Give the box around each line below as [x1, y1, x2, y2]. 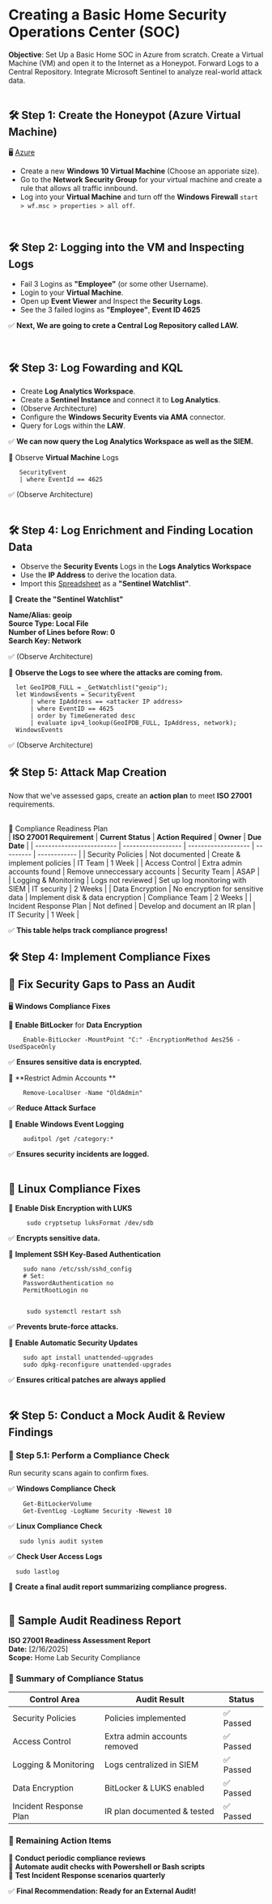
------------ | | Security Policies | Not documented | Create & [37, 850, 241, 859]
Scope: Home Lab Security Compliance [8, 1652, 141, 1662]
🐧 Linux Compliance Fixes [8, 1182, 141, 1195]
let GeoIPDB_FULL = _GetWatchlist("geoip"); [15, 684, 168, 692]
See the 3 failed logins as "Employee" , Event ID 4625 [19, 305, 201, 314]
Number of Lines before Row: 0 [8, 628, 116, 637]
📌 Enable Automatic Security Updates [8, 1338, 138, 1348]
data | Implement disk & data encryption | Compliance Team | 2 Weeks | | [8, 892, 253, 902]
